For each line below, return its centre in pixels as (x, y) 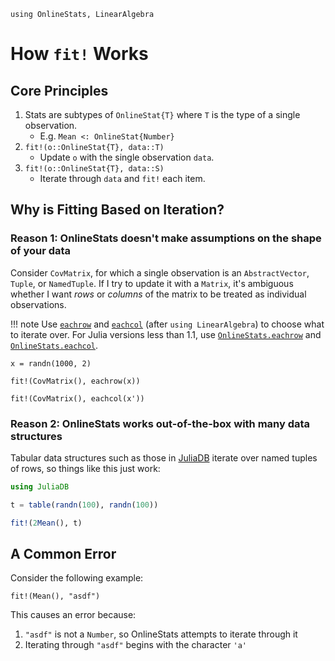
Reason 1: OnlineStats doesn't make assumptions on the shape (166, 238)
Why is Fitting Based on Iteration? (117, 210)
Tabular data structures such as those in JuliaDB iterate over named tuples (164, 457)
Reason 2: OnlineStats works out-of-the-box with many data (160, 423)
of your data (41, 251)
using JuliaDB (40, 486)
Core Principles (59, 90)
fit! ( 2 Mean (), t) (46, 523)
